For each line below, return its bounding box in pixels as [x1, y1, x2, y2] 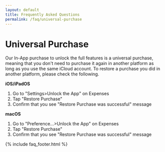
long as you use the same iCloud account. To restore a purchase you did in [5, 66, 160, 72]
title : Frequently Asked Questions [5, 12, 80, 17]
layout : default [5, 7, 39, 13]
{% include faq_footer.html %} [5, 141, 68, 147]
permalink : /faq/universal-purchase [5, 17, 82, 22]
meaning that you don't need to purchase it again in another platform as [5, 60, 154, 66]
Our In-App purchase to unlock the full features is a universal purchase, [5, 55, 153, 61]
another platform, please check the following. [5, 71, 100, 77]
